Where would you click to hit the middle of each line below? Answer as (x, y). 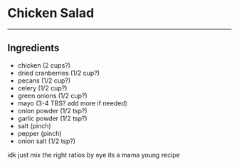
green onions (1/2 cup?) (52, 95)
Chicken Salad (51, 13)
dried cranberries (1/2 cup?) (59, 73)
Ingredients (33, 48)
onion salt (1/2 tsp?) (47, 141)
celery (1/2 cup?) (42, 88)
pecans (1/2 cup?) (44, 81)
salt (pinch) (34, 125)
